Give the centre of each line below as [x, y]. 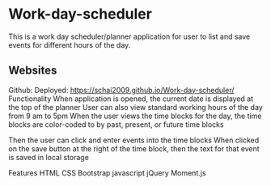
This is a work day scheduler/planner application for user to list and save [129, 36]
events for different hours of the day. [70, 44]
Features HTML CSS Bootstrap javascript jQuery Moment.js [107, 173]
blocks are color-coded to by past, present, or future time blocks [116, 124]
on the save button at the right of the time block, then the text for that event [134, 148]
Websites [33, 71]
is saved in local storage [49, 157]
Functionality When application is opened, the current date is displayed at [131, 99]
